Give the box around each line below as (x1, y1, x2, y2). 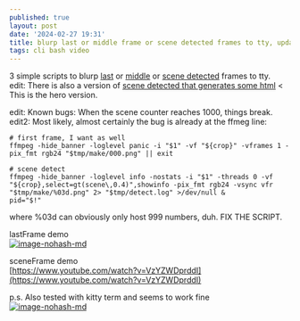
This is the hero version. (9, 90, 98, 101)
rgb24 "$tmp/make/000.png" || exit (41, 149, 174, 159)
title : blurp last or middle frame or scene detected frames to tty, (9, 37, 274, 47)
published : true (9, 12, 70, 22)
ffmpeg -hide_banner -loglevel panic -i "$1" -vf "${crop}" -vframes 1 (9, 142, 281, 151)
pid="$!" (9, 196, 42, 205)
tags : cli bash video (9, 46, 90, 55)
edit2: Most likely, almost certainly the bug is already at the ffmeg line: (9, 117, 268, 128)
